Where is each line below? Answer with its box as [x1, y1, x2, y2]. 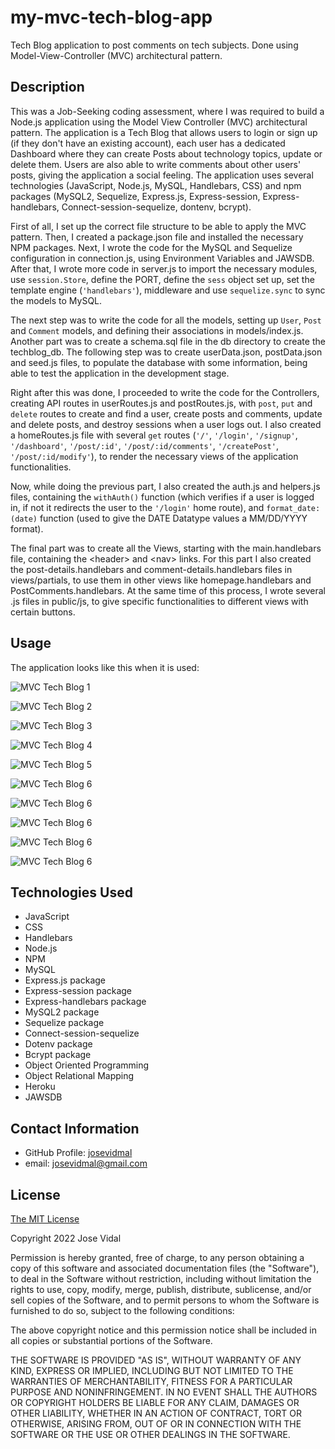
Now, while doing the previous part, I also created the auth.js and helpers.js [10, 480, 321, 492]
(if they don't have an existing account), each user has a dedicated [10, 137, 286, 149]
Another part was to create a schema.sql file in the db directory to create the [10, 335, 326, 347]
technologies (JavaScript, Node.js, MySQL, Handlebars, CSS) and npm [10, 179, 302, 191]
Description [10, 79, 85, 96]
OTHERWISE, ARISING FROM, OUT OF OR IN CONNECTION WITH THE [10, 1418, 302, 1430]
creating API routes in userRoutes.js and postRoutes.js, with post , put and [10, 397, 313, 409]
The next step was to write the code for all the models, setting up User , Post [10, 314, 322, 326]
